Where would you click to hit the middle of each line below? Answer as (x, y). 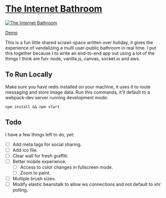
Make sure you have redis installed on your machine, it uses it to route (78, 87)
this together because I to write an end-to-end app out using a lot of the (80, 53)
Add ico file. (25, 150)
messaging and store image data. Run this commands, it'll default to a (78, 92)
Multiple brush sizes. (34, 178)
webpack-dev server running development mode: (57, 97)
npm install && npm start (32, 107)
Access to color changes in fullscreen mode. (66, 167)
